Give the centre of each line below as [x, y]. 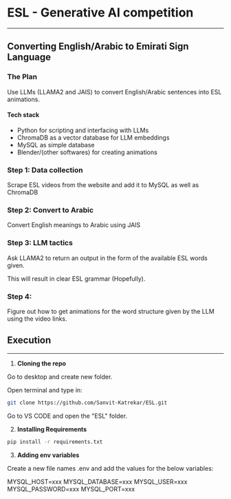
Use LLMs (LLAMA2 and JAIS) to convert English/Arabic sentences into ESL [114, 92]
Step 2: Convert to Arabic [51, 210]
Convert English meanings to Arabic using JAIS [74, 225]
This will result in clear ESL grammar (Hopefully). [76, 278]
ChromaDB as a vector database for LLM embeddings [93, 137]
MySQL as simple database [56, 145]
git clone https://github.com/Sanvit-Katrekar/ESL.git [87, 403]
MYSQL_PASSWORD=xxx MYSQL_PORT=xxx [71, 489]
